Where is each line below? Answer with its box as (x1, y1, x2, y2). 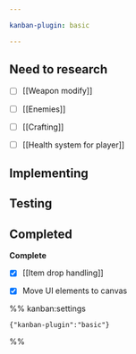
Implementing (9, 166, 89, 181)
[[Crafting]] (21, 122, 64, 132)
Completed (9, 226, 73, 241)
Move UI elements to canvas (21, 285, 128, 296)
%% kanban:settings (9, 303, 87, 314)
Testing (9, 196, 53, 211)
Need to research (9, 62, 108, 77)
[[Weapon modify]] (21, 86, 93, 97)
